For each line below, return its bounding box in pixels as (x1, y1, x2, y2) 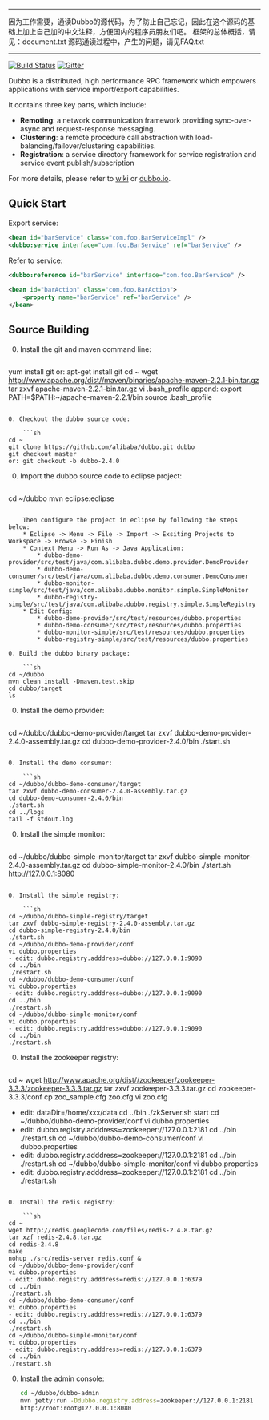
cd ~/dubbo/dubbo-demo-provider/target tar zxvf (8, 728, 173, 737)
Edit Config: (29, 607, 74, 615)
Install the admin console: (19, 1374, 105, 1383)
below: (8, 522, 30, 531)
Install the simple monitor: (19, 829, 106, 838)
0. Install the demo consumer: (8, 759, 113, 767)
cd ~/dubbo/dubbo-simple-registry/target (8, 912, 149, 920)
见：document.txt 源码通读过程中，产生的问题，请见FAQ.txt (8, 37, 204, 46)
